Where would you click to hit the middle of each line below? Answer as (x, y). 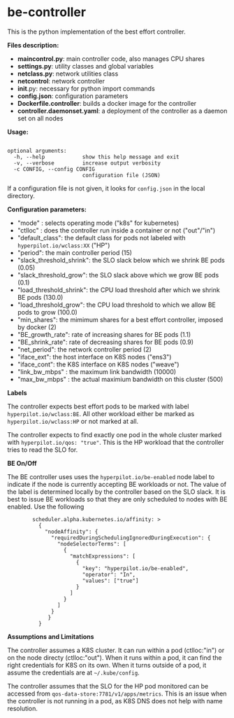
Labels (17, 392)
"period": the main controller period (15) (75, 252)
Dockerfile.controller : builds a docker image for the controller (107, 103)
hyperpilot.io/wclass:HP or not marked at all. (73, 421)
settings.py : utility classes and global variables (85, 66)
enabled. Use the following (46, 506)
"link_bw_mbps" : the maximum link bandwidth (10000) (97, 371)
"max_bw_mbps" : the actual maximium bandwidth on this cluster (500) (120, 379)
